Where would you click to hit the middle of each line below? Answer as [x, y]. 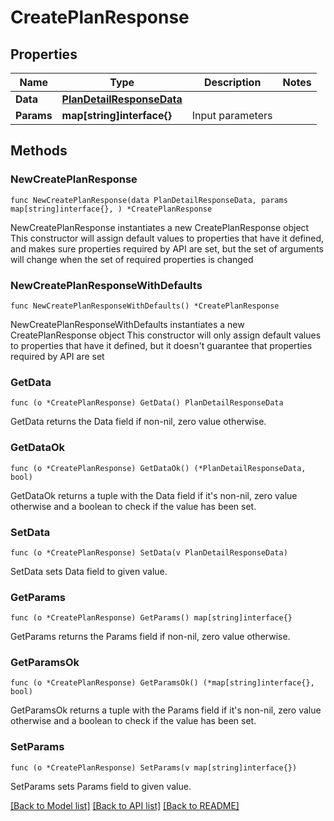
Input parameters [232, 115]
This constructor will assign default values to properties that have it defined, [167, 238]
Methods [39, 151]
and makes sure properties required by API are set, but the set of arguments [167, 248]
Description [232, 82]
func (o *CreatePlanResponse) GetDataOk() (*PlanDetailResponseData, [158, 468]
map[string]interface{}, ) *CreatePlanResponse [111, 209]
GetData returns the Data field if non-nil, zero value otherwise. [138, 422]
